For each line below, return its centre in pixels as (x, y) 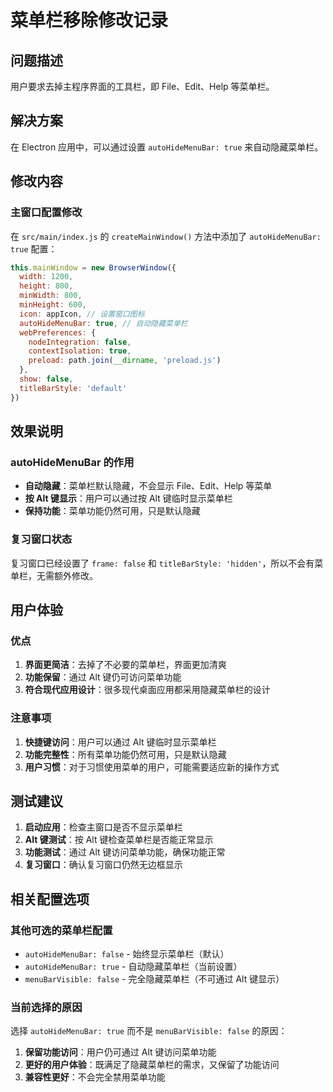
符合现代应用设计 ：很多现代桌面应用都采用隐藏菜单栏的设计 (147, 690)
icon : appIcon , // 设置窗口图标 (82, 314)
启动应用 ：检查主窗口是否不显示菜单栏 (103, 827)
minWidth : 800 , (51, 296)
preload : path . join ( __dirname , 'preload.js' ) (125, 361)
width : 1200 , (46, 277)
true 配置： (34, 248)
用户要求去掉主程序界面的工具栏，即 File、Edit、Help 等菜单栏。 (142, 86)
